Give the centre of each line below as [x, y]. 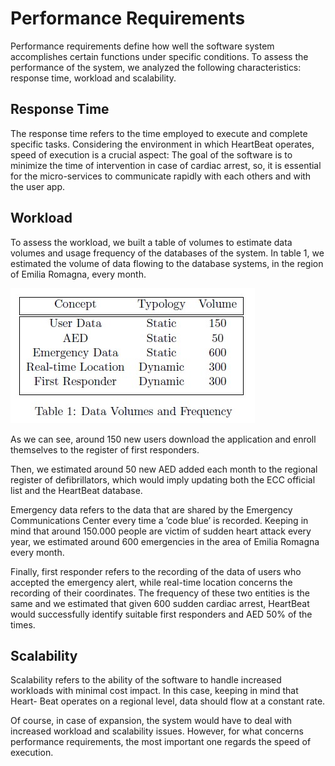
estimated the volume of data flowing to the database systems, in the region [167, 263]
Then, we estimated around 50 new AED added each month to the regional [164, 469]
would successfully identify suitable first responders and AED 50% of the [161, 614]
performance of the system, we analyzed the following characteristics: [156, 67]
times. [23, 624]
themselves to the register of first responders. [105, 449]
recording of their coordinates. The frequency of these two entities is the [160, 593]
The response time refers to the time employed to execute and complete [159, 133]
